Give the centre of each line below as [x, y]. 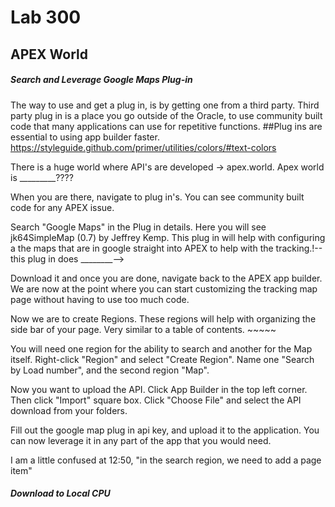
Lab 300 [46, 17]
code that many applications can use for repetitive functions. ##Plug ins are [166, 126]
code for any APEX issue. [62, 207]
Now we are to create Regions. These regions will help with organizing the [163, 318]
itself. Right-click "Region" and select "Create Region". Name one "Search [162, 359]
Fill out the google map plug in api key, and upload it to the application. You [165, 430]
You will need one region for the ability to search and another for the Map [161, 348]
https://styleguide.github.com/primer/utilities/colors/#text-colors [143, 147]
